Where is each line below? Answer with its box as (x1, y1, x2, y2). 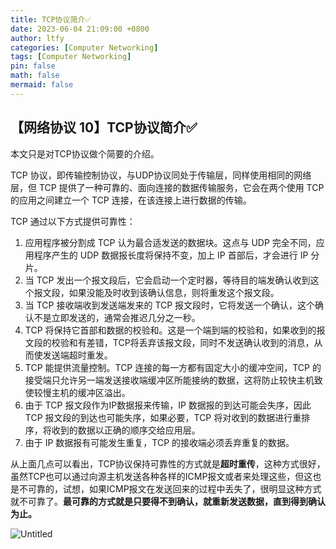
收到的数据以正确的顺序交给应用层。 (51, 424, 201, 436)
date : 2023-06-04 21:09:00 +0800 (10, 24, 150, 34)
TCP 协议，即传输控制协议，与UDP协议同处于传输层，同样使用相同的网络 (10, 169, 312, 181)
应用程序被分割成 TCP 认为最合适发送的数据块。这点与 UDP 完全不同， (24, 236, 317, 248)
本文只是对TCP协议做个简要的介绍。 (10, 147, 160, 160)
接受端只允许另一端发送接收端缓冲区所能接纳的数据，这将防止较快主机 (24, 374, 315, 386)
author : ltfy (10, 33, 65, 43)
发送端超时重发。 (42, 349, 113, 361)
